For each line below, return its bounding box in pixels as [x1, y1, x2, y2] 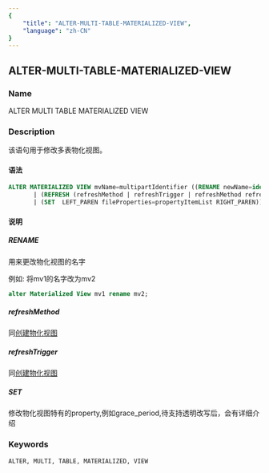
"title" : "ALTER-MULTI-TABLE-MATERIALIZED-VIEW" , [22, 19, 192, 27]
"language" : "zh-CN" [22, 26, 91, 34]
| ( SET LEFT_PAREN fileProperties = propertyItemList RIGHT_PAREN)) [33, 198, 263, 207]
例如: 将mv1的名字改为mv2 [8, 273, 96, 283]
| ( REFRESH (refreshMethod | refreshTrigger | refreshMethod [33, 191, 242, 199]
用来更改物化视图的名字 [8, 257, 86, 266]
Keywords [8, 439, 49, 450]
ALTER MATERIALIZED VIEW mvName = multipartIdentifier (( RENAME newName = [8, 184, 252, 192]
